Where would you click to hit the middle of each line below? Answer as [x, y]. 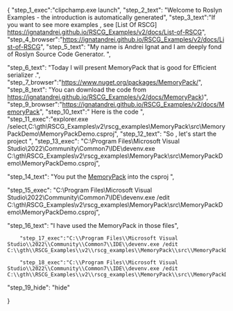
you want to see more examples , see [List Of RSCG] [82, 25]
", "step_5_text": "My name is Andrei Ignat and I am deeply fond [131, 47]
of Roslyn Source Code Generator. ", [59, 54]
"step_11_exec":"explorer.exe [48, 119]
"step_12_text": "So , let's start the [169, 134]
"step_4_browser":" [35, 39]
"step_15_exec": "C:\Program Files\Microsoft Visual [80, 190]
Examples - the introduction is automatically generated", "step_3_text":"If [112, 17]
